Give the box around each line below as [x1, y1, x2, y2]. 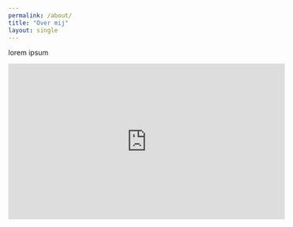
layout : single [8, 26, 58, 34]
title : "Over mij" [8, 19, 69, 27]
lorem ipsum [8, 48, 49, 58]
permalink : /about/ [8, 11, 73, 20]
